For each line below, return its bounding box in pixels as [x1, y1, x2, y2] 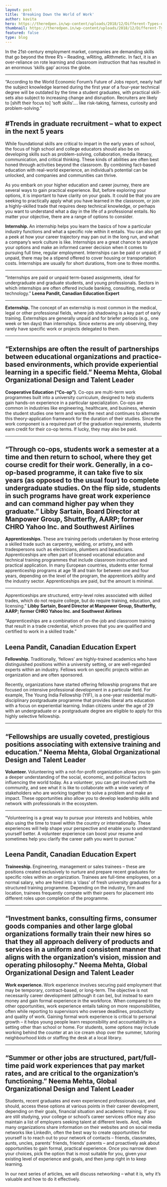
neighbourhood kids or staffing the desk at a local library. [5, 1034, 123, 1040]
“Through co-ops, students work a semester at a [5, 445, 160, 453]
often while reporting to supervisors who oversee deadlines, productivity [5, 1008, 154, 1014]
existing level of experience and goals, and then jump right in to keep [5, 1156, 147, 1162]
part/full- [127, 1053, 157, 1062]
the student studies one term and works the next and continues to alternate [5, 410, 160, 416]
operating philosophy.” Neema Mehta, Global [5, 961, 148, 969]
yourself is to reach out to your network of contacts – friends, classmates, [5, 1135, 157, 1141]
